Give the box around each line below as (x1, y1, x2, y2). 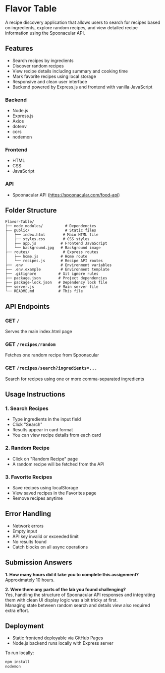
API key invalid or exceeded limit (12, 533, 79, 539)
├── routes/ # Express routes (5, 250, 99, 255)
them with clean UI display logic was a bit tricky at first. (5, 597, 118, 603)
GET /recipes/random (5, 341, 56, 348)
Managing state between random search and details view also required (5, 602, 150, 608)
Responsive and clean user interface (12, 78, 88, 84)
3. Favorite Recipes (5, 473, 53, 480)
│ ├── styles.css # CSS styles (5, 237, 90, 242)
